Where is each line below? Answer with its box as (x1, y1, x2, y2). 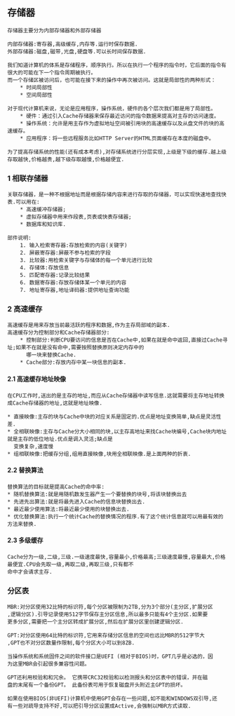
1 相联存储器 (7, 173, 48, 183)
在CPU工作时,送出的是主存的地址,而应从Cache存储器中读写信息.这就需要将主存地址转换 (7, 392, 224, 399)
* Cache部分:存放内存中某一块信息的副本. (20, 359, 127, 366)
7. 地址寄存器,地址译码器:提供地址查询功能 (20, 287, 130, 294)
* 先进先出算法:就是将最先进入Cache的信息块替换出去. (7, 498, 146, 505)
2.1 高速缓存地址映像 (7, 374, 67, 383)
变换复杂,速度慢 (13, 443, 54, 450)
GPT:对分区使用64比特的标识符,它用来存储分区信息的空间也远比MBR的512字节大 (7, 632, 205, 640)
